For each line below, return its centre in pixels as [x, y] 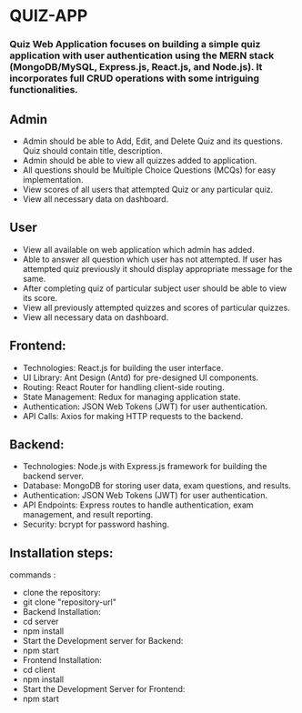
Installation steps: [61, 552]
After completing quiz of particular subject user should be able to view [155, 288]
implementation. [53, 179]
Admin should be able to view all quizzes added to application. [140, 160]
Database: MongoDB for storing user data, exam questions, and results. [156, 486]
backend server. [53, 476]
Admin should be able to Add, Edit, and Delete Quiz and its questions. [153, 141]
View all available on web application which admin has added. [138, 249]
